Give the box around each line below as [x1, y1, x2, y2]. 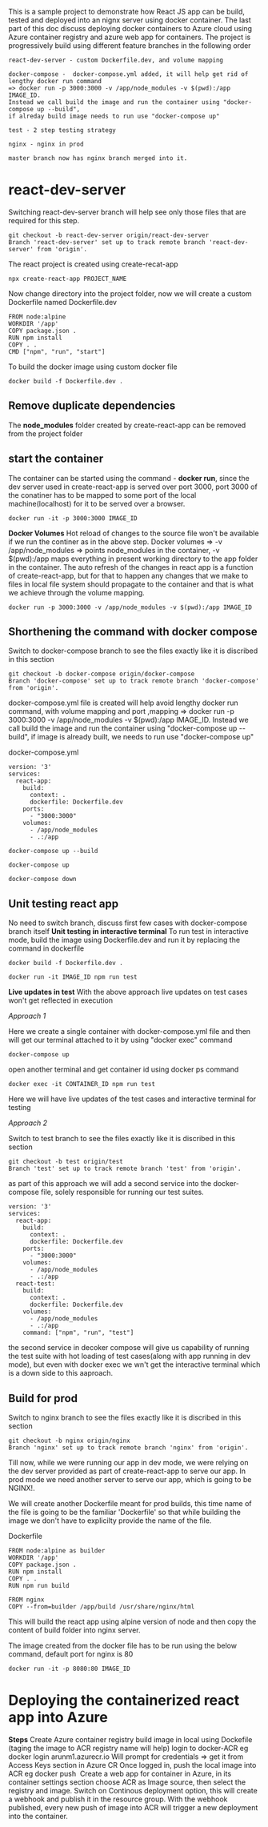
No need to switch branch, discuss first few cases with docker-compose [8, 918, 248, 928]
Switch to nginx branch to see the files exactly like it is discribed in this [8, 1412, 242, 1422]
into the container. [8, 1811, 68, 1821]
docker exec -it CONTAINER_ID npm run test [8, 1080, 156, 1088]
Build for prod [8, 1392, 78, 1405]
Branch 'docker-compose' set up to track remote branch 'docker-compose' [8, 677, 260, 685]
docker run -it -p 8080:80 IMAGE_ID [8, 1665, 130, 1673]
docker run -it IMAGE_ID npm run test [8, 973, 138, 981]
